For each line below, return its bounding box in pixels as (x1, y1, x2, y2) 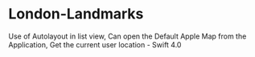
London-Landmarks (8, 5, 144, 23)
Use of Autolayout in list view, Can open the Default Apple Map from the (8, 31, 247, 41)
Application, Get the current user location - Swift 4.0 (8, 39, 182, 49)
